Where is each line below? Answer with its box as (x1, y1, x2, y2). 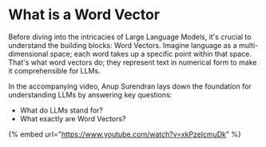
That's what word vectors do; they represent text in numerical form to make (8, 58, 257, 67)
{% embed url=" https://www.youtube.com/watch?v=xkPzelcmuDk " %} (8, 129, 241, 139)
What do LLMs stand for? (19, 105, 104, 115)
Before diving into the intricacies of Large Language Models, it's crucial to (8, 32, 252, 42)
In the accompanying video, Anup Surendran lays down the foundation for (8, 81, 252, 91)
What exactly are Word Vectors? (19, 113, 126, 123)
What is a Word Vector (8, 6, 161, 24)
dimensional (8, 49, 49, 58)
